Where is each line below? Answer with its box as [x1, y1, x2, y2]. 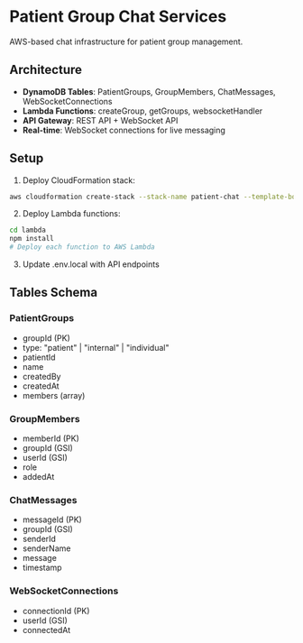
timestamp [22, 562, 62, 574]
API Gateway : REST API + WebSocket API [22, 115, 179, 125]
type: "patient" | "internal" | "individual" [22, 342, 170, 353]
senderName [22, 543, 71, 554]
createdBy [22, 371, 61, 381]
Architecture [9, 62, 83, 78]
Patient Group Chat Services [9, 6, 227, 27]
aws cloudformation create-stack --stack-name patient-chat [9, 192, 241, 201]
